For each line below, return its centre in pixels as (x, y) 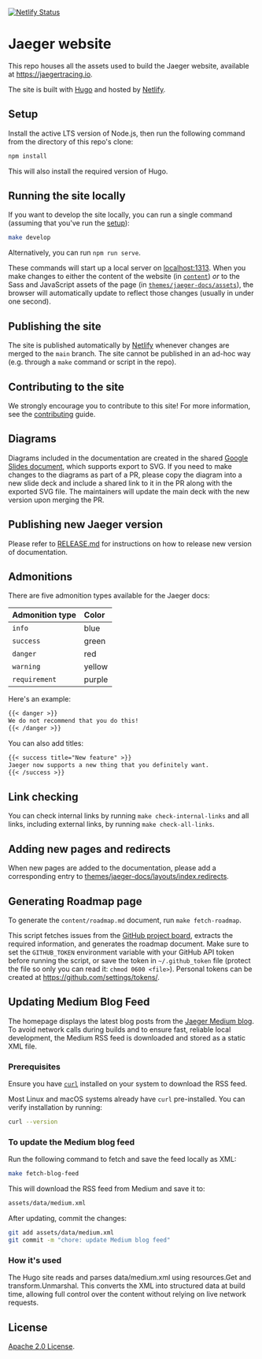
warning (26, 667)
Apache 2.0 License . (41, 1346)
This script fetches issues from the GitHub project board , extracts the (121, 936)
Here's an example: (39, 699)
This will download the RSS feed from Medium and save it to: (107, 1189)
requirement (35, 679)
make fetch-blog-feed (44, 1174)
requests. (24, 1303)
